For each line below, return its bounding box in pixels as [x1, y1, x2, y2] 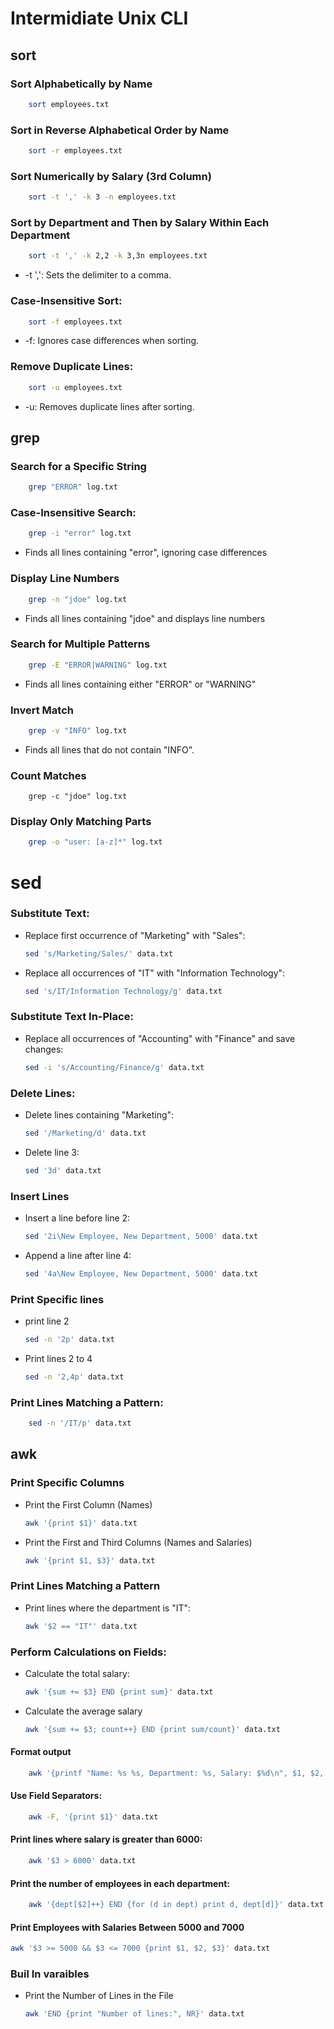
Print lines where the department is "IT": [24, 1602, 192, 1614]
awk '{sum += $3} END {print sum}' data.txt [24, 1687, 214, 1697]
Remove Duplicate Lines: [10, 360, 134, 374]
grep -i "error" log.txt [28, 528, 132, 539]
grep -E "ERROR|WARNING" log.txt [28, 660, 168, 670]
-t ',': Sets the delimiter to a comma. [24, 269, 172, 281]
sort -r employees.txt [28, 146, 123, 156]
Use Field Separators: [10, 1790, 103, 1802]
